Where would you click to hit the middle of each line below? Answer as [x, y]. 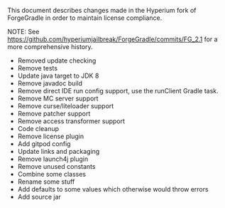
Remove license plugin [51, 136]
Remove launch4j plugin [53, 159]
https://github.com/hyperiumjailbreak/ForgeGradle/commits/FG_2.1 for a [112, 39]
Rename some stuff [46, 182]
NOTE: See [23, 32]
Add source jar [39, 197]
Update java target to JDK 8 [58, 76]
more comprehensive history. [50, 47]
